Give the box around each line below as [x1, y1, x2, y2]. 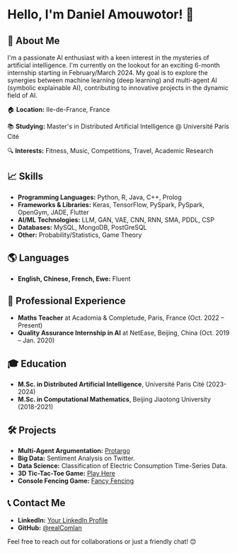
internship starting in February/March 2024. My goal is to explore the [7, 69, 209, 77]
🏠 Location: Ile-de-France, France [7, 106, 110, 113]
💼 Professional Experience [7, 295, 126, 307]
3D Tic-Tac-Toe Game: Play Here [17, 469, 115, 478]
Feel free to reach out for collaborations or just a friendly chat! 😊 [7, 537, 197, 545]
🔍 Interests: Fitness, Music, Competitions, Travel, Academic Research [7, 147, 214, 155]
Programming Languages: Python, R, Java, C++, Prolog [17, 193, 182, 201]
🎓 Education [7, 357, 67, 369]
